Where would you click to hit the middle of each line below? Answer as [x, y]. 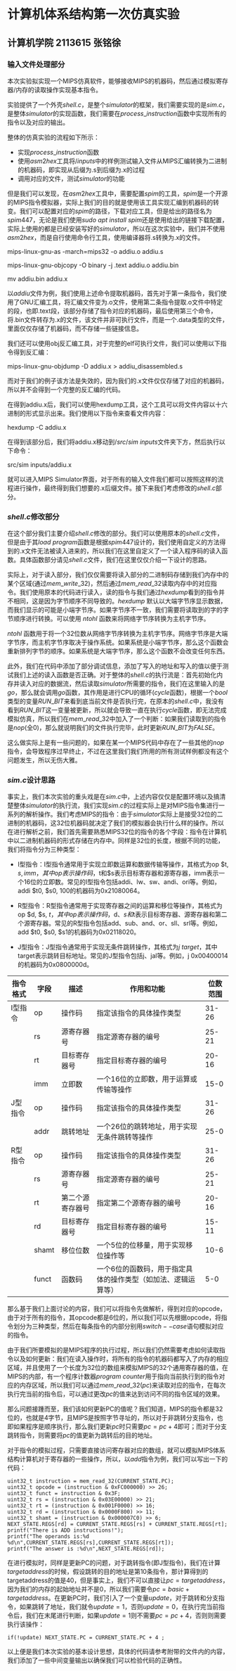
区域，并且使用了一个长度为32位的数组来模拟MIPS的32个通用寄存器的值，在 [118, 1368]
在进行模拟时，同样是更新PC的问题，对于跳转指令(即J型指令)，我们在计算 [114, 1563]
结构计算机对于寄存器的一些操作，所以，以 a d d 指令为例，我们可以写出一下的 [118, 1459]
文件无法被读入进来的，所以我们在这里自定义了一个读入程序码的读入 [123, 551]
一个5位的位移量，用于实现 [141, 1246]
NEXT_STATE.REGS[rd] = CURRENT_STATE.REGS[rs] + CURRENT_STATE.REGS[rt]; [118, 1524]
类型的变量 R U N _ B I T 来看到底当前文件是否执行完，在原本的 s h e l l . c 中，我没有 [116, 701]
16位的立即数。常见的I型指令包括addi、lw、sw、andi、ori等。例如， [122, 882]
